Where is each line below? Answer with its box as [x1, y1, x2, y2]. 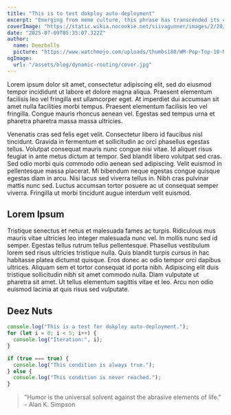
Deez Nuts [7, 305, 53, 317]
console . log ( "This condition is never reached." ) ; [13, 374, 162, 381]
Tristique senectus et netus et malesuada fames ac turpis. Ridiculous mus [7, 226, 217, 235]
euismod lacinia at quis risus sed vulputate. [7, 285, 129, 293]
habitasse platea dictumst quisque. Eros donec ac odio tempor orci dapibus [7, 256, 221, 264]
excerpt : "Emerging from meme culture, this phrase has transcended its [7, 17, 220, 23]
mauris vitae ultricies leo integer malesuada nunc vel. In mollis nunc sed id [7, 234, 218, 242]
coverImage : [7, 23, 41, 30]
